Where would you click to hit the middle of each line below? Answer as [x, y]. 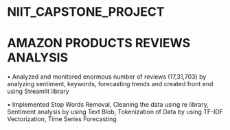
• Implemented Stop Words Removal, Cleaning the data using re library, [108, 105]
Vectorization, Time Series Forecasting [62, 119]
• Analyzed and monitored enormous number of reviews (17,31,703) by [107, 77]
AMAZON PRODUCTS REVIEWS [99, 43]
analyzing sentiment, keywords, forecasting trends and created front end [110, 84]
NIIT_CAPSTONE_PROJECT [86, 12]
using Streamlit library [38, 91]
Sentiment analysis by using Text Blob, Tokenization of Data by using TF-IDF [115, 112]
